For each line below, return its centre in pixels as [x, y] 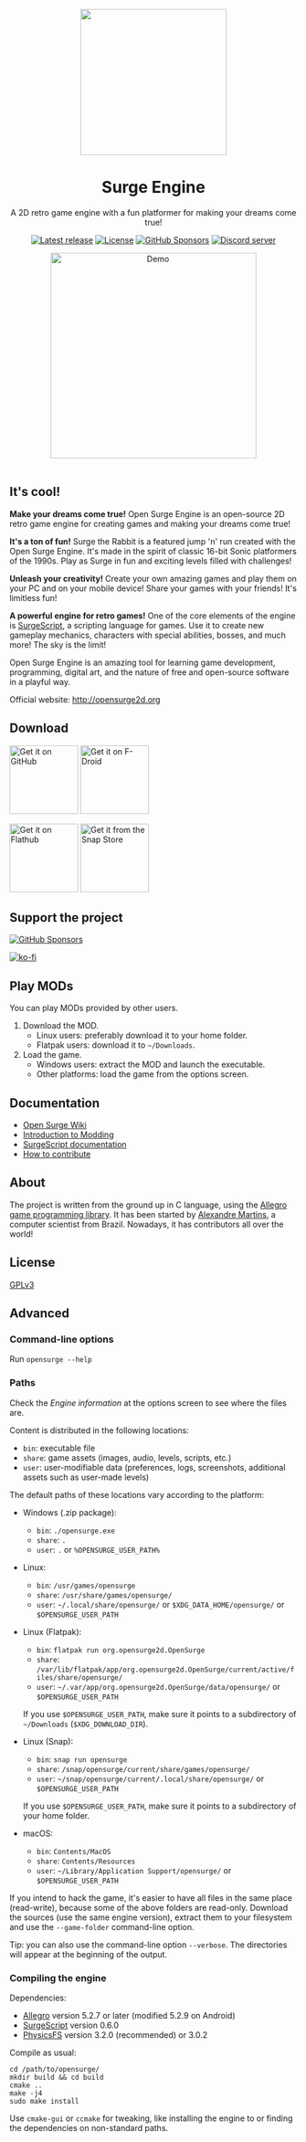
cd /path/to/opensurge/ [55, 2069]
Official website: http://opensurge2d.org [85, 699]
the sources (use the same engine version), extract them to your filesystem [151, 1917]
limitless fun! [33, 597]
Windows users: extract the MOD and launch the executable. [151, 1065]
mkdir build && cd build [57, 2077]
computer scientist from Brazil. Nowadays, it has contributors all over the [147, 1224]
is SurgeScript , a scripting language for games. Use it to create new [137, 625]
